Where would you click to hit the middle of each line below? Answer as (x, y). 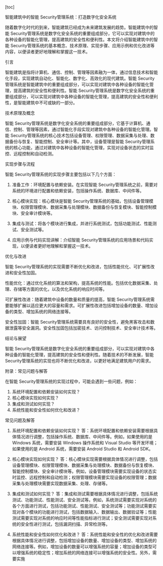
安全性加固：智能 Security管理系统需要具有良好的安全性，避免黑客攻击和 (78, 322)
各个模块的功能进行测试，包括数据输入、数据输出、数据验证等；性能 (89, 512)
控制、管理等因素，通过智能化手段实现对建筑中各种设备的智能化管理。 (83, 129)
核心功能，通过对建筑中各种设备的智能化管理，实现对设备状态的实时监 (83, 147)
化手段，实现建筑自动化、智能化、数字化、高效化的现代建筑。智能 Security (80, 78)
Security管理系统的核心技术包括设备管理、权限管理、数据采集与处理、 (80, 135)
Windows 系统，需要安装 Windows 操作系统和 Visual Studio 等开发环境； (85, 443)
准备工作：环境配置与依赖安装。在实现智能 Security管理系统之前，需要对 (85, 185)
